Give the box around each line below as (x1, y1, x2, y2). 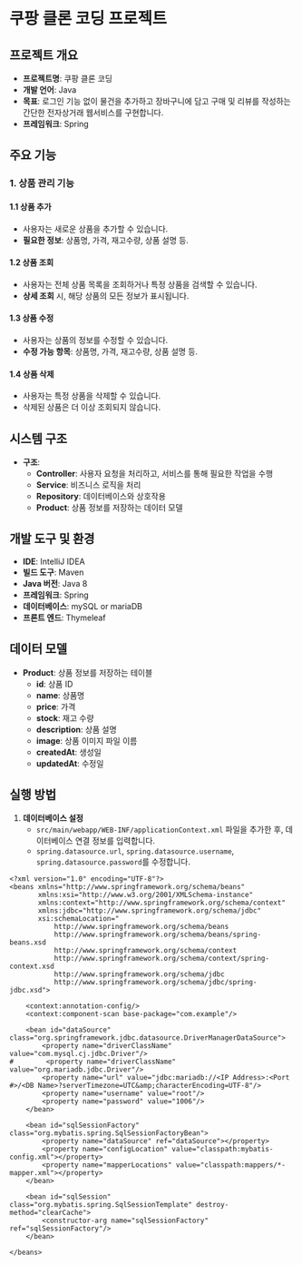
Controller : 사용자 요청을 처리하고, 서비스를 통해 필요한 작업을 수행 (35, 468, 274, 479)
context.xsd (9, 962, 54, 972)
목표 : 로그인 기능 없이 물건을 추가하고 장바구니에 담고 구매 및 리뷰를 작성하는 (22, 96, 292, 106)
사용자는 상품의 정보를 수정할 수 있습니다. (22, 334, 169, 345)
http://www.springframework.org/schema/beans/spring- (54, 930, 261, 940)
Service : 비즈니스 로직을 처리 (35, 479, 141, 490)
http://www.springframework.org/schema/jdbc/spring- (54, 978, 258, 987)
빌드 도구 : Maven (22, 567, 84, 578)
